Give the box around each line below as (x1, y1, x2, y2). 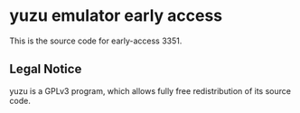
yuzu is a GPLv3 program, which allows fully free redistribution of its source (9, 85, 292, 96)
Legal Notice (9, 61, 82, 77)
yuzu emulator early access (9, 5, 223, 26)
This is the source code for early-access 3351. (9, 35, 183, 46)
